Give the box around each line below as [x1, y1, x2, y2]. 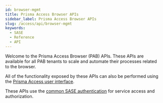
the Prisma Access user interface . [5, 78, 75, 84]
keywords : [5, 26, 26, 31]
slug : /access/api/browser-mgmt [5, 21, 72, 26]
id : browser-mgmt [5, 7, 41, 12]
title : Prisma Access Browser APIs [5, 12, 79, 17]
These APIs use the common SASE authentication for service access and [5, 88, 155, 94]
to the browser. [5, 63, 36, 69]
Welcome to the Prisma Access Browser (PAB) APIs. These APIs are [5, 53, 144, 59]
